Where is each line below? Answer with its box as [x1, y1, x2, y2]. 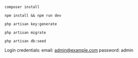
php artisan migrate [4, 30, 47, 35]
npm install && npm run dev [4, 13, 62, 18]
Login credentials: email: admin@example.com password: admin [4, 47, 134, 53]
